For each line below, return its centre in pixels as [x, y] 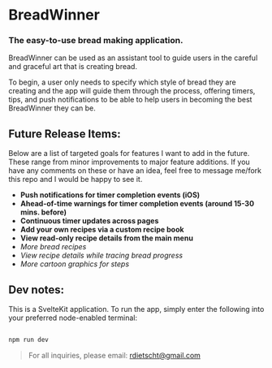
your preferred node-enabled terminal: [73, 318]
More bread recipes [53, 247]
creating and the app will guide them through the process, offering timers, [132, 91]
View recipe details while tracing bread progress [101, 255]
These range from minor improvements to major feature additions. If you [129, 162]
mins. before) [43, 212]
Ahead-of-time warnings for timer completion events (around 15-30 [137, 204]
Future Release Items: [65, 134]
